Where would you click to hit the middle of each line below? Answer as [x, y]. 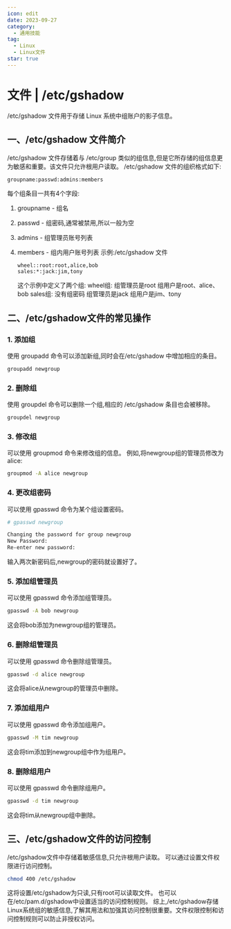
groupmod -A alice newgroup [48, 474]
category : [21, 26]
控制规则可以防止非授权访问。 [55, 919]
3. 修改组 [22, 437]
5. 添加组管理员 [33, 581]
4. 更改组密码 [29, 493]
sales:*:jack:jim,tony [50, 272]
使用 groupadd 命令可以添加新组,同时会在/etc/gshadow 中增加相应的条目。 [114, 356]
